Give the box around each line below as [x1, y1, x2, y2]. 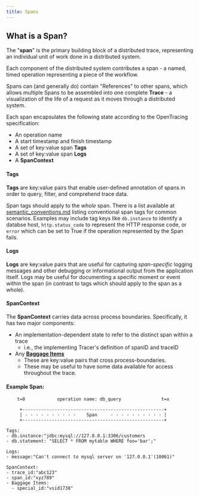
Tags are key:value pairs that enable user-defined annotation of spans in [6, 184, 185, 191]
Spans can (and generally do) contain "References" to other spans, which [6, 83, 188, 90]
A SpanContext [14, 157, 54, 164]
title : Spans [6, 8, 39, 15]
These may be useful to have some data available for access [23, 363, 173, 370]
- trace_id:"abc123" [6, 469, 58, 476]
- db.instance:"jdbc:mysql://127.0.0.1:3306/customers [6, 433, 146, 439]
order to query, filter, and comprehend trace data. [6, 190, 128, 198]
